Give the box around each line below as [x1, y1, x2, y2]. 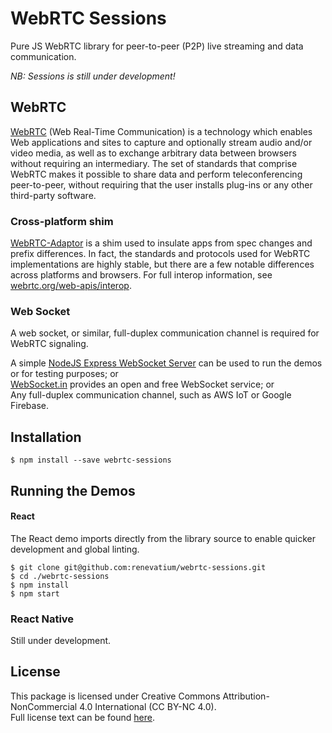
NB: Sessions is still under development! [10, 70, 176, 82]
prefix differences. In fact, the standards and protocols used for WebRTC [10, 248, 311, 260]
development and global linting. [10, 543, 140, 555]
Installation [10, 428, 82, 446]
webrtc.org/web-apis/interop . [10, 280, 132, 292]
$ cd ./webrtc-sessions [10, 571, 110, 581]
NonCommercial [10, 700, 78, 712]
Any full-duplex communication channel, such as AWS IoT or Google [10, 389, 292, 401]
